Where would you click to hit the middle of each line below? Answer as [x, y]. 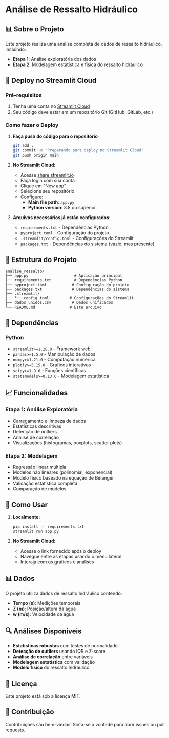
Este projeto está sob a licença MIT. [43, 696]
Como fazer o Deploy [32, 125]
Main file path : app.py [51, 202]
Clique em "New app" [43, 186]
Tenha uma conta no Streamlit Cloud [51, 106]
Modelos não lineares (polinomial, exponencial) [62, 472]
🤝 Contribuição [30, 712]
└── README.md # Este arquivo [54, 307]
